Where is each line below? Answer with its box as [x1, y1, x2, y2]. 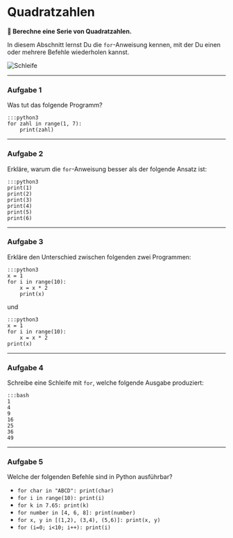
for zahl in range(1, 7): [7, 121, 82, 128]
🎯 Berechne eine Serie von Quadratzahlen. [7, 27, 132, 35]
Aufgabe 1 [7, 85, 42, 94]
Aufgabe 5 [7, 457, 44, 467]
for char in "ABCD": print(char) [17, 487, 114, 494]
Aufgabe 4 [7, 363, 44, 372]
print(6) [7, 214, 33, 222]
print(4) [7, 202, 33, 209]
